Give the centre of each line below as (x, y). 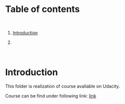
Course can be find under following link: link (51, 95)
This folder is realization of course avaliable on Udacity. (63, 86)
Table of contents (43, 9)
